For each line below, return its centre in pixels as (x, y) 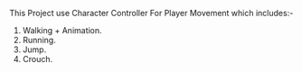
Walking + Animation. (62, 30)
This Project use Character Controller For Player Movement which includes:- (151, 13)
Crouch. (38, 59)
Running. (39, 40)
